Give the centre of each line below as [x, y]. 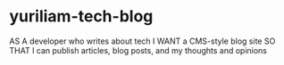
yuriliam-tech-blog [81, 16]
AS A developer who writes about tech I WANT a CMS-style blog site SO [142, 41]
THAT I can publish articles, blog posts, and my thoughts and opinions [138, 50]
